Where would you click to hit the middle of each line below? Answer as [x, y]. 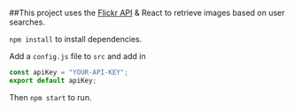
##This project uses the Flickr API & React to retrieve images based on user [147, 13]
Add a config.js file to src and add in [77, 56]
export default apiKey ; [53, 80]
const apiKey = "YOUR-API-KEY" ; [69, 72]
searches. [27, 22]
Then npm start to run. [50, 97]
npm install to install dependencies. [76, 39]
